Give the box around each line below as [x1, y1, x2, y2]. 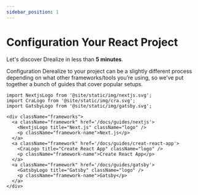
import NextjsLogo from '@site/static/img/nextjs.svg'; [6, 92, 152, 98]
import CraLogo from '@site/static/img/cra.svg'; [6, 97, 136, 104]
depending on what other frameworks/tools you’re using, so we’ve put [6, 74, 184, 81]
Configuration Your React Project [6, 35, 178, 49]
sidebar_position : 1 [6, 9, 59, 15]
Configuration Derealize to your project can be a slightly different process [6, 67, 192, 75]
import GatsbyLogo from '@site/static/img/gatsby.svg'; [6, 103, 152, 109]
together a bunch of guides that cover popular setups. [6, 80, 143, 87]
